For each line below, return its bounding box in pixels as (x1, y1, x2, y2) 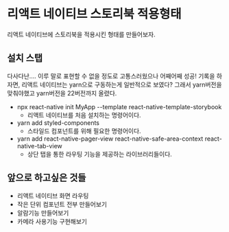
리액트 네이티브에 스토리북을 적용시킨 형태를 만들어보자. (7, 30, 156, 38)
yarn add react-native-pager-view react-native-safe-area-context (16, 135, 204, 143)
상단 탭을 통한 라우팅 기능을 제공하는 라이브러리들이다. (27, 150, 173, 158)
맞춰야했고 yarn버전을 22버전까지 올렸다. (7, 89, 117, 97)
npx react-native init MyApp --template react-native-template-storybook (16, 102, 222, 111)
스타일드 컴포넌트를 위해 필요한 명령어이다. (27, 126, 142, 135)
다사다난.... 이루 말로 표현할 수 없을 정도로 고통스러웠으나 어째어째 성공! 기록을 (7, 71, 215, 80)
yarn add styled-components (16, 118, 100, 127)
